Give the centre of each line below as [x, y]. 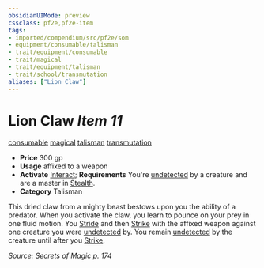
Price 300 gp [41, 158]
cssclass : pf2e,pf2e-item [51, 23]
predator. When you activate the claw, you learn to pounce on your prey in [129, 215]
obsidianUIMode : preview [49, 15]
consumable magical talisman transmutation [80, 142]
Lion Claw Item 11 [65, 121]
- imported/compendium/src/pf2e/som [68, 38]
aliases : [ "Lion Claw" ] [47, 81]
